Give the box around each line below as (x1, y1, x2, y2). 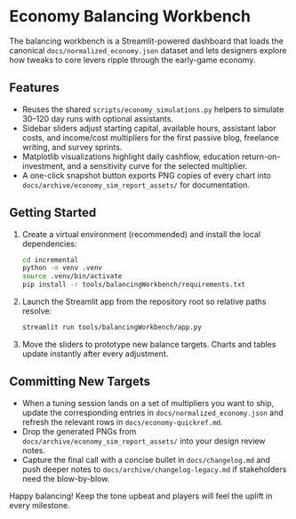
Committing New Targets (9, 374, 151, 389)
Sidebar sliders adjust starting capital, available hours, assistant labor (21, 123, 276, 133)
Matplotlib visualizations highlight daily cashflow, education (21, 151, 240, 162)
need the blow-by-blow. (21, 473, 110, 483)
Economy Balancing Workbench (9, 6, 252, 27)
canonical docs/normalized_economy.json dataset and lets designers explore (9, 44, 287, 55)
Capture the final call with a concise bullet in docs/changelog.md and (21, 454, 271, 465)
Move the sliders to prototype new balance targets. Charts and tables (21, 339, 276, 349)
